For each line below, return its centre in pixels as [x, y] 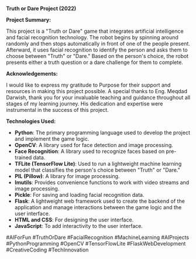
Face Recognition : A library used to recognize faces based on [90, 151]
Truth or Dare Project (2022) [41, 8]
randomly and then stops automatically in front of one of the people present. [98, 44]
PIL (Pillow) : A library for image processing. [67, 176]
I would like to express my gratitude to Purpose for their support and [88, 85]
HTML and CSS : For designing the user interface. [74, 220]
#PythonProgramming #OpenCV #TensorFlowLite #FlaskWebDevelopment [96, 243]
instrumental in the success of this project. [58, 110]
